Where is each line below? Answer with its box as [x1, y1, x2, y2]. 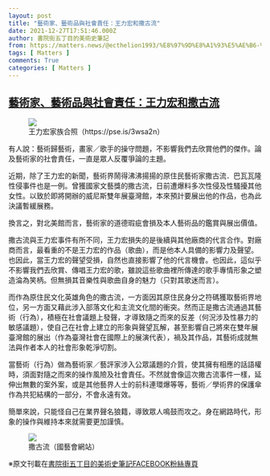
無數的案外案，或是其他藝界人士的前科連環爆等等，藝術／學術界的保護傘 [22, 379, 262, 389]
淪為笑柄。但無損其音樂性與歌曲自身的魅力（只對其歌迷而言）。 [14, 275, 223, 285]
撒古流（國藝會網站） [28, 441, 99, 451]
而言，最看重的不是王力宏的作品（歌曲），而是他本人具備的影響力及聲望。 [14, 245, 259, 254]
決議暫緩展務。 [8, 201, 58, 210]
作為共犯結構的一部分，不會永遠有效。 [8, 389, 135, 399]
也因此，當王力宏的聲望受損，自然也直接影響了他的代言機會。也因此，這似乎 [8, 254, 262, 265]
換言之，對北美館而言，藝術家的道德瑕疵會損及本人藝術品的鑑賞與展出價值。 [8, 218, 262, 227]
